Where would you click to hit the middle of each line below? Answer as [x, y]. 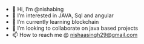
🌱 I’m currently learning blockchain [55, 22]
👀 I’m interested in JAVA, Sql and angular [63, 15]
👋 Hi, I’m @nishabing [38, 9]
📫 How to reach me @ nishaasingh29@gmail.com [75, 35]
